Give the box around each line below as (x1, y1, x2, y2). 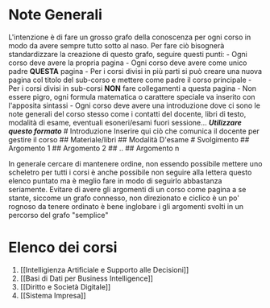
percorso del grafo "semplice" (8, 210, 109, 220)
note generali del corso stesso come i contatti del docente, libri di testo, (8, 109, 247, 118)
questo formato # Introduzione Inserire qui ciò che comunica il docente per (8, 126, 260, 136)
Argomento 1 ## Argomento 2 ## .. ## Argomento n (8, 143, 180, 153)
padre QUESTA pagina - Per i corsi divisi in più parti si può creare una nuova (8, 66, 263, 76)
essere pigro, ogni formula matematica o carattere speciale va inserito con (8, 92, 255, 101)
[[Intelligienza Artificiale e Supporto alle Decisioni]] (19, 265, 189, 274)
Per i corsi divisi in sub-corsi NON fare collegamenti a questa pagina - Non (8, 83, 256, 93)
